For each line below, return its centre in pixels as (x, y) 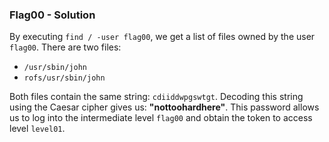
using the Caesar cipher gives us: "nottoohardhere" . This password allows (164, 107)
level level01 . (37, 129)
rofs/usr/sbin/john (64, 78)
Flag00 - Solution (52, 15)
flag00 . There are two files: (65, 47)
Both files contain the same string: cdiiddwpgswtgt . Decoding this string (156, 97)
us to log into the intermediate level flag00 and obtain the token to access (161, 118)
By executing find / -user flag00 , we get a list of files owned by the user (162, 37)
